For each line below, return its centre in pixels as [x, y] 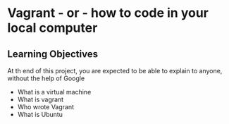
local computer [52, 28]
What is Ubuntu [40, 114]
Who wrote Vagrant [46, 107]
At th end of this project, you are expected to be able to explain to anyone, [115, 71]
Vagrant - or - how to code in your [108, 13]
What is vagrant [41, 99]
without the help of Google [46, 78]
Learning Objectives [53, 54]
